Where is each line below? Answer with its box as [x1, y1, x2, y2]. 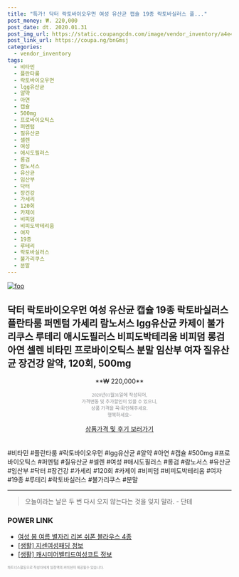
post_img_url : [7, 30, 50, 38]
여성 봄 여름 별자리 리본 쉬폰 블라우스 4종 [17, 532, 132, 541]
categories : [7, 43, 43, 51]
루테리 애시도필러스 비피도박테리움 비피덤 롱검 [35, 331, 225, 343]
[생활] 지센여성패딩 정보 [17, 541, 84, 549]
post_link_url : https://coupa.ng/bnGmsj [7, 37, 129, 44]
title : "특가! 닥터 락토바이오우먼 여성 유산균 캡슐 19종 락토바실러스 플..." [7, 10, 208, 18]
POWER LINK [7, 515, 53, 525]
